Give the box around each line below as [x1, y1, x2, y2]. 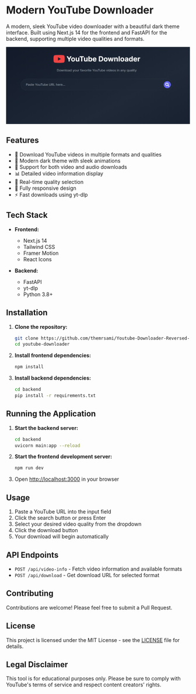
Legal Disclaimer [6, 660, 68, 669]
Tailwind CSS [23, 243, 55, 250]
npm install [14, 364, 44, 370]
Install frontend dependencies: [14, 352, 92, 359]
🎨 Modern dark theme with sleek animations [14, 157, 121, 164]
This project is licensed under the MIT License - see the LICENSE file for [6, 636, 180, 643]
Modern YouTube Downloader [6, 4, 154, 17]
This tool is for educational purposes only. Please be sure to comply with [6, 675, 181, 682]
